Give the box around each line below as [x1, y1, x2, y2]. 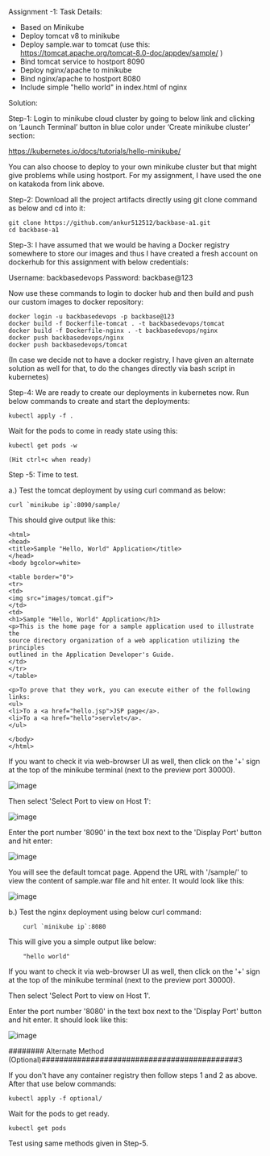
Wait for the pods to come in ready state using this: [8, 426, 178, 435]
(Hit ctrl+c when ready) [8, 455, 92, 464]
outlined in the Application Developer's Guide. [8, 651, 175, 659]
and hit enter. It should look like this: [8, 1015, 128, 1025]
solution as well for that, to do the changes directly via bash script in [8, 364, 235, 373]
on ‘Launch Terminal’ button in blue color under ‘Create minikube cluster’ [8, 123, 251, 131]
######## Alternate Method [8, 1046, 105, 1055]
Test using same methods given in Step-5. [8, 1138, 149, 1148]
